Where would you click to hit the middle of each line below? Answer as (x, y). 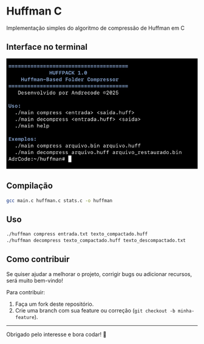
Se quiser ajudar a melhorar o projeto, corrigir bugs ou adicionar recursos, (99, 274)
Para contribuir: (26, 292)
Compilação (30, 186)
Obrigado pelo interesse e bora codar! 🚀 (56, 334)
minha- (186, 311)
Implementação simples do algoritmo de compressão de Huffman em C (96, 28)
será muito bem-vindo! (35, 280)
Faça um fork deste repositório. (54, 304)
